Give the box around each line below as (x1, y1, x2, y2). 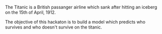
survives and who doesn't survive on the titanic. (5, 24, 102, 30)
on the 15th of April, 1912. (5, 9, 56, 15)
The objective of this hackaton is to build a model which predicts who (5, 19, 146, 25)
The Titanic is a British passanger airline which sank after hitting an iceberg (5, 4, 158, 10)
